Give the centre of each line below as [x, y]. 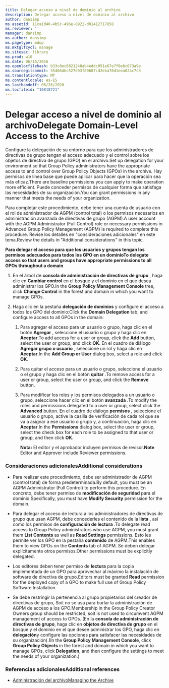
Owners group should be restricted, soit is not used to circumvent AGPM [88, 613]
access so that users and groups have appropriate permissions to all [78, 261]
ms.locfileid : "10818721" [32, 89]
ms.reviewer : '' [22, 29]
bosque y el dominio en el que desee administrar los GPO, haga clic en [86, 629]
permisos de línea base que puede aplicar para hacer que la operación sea [83, 176]
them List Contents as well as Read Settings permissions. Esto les [82, 535]
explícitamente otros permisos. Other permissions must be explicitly [82, 551]
